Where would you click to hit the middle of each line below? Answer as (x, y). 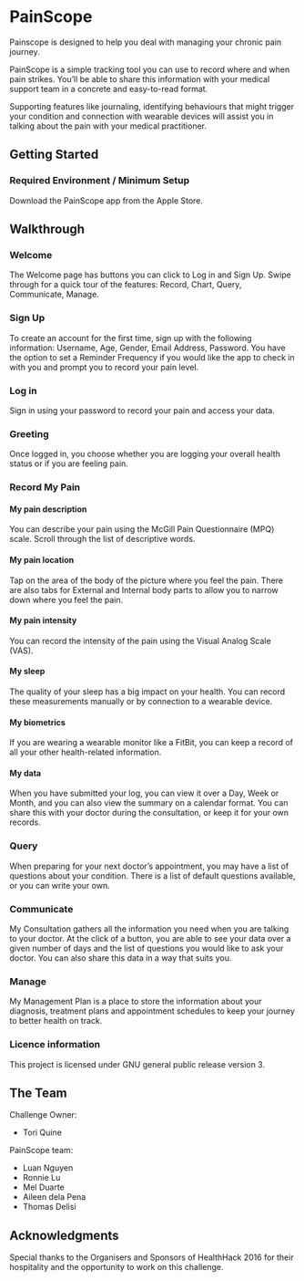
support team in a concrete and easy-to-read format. (109, 89)
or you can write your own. (60, 885)
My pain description (48, 509)
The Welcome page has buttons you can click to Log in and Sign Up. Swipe (150, 275)
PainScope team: (41, 1151)
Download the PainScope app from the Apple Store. (106, 200)
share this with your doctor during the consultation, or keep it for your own (149, 813)
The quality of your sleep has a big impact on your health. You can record (147, 692)
